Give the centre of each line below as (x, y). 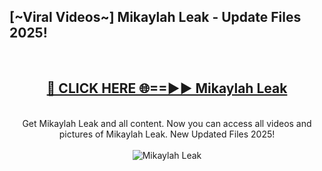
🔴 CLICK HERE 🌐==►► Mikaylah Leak (167, 88)
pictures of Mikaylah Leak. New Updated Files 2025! (167, 134)
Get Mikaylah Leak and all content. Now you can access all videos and (167, 123)
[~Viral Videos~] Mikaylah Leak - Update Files (155, 17)
